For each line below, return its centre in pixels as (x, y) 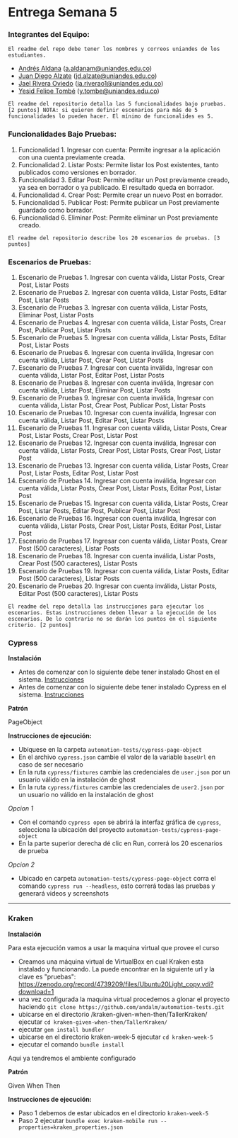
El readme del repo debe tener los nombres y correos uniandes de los (114, 49)
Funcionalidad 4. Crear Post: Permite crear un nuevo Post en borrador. (120, 195)
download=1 (36, 991)
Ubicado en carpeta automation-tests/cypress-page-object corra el (117, 879)
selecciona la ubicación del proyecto (72, 830)
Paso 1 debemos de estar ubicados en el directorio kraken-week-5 (113, 1112)
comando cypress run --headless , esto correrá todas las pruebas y (117, 886)
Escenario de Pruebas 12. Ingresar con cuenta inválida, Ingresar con (117, 443)
